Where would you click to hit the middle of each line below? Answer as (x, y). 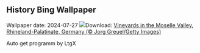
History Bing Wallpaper (51, 10)
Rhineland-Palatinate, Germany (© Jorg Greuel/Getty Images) (84, 31)
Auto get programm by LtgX (41, 43)
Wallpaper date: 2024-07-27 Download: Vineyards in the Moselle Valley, (100, 25)
